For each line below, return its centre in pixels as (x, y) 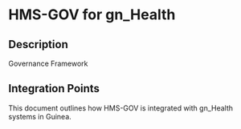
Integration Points (54, 89)
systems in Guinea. (40, 116)
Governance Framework (48, 63)
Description (38, 44)
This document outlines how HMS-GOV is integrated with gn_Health (121, 108)
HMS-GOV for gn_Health (92, 15)
